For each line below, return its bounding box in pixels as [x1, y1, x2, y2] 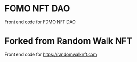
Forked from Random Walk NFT [4, 36, 133, 47]
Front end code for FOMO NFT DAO [4, 19, 76, 25]
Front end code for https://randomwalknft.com [4, 51, 97, 57]
